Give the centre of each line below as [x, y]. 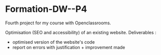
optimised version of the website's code [54, 42]
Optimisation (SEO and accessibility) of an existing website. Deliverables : [81, 32]
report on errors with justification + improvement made [69, 47]
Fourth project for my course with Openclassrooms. [58, 23]
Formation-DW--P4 [46, 9]
